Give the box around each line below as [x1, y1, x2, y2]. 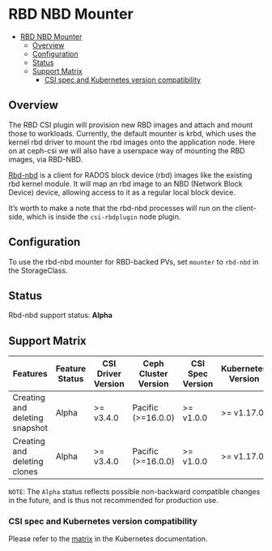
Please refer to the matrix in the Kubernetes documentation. [8, 534, 208, 544]
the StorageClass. [8, 265, 68, 275]
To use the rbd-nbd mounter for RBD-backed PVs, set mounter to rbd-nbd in [8, 256, 259, 266]
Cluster [138, 368, 168, 380]
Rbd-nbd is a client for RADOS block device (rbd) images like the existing [8, 170, 253, 179]
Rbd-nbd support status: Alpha [8, 310, 113, 321]
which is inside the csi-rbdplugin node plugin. [26, 212, 181, 222]
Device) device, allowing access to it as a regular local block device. [8, 187, 236, 197]
